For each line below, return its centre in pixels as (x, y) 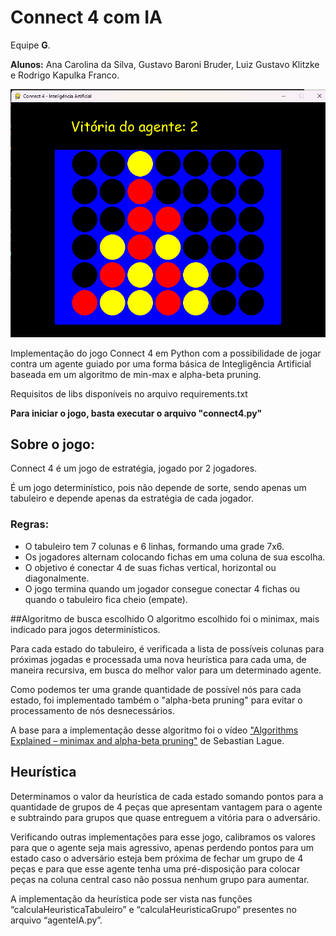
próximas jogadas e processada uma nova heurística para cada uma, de (158, 659)
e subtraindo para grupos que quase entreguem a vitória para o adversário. (165, 817)
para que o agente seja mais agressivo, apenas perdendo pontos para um (162, 847)
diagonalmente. (57, 578)
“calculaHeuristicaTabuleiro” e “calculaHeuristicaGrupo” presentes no (153, 909)
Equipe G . (30, 45)
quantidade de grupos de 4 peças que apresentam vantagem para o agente (166, 807)
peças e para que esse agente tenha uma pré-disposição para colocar (155, 868)
